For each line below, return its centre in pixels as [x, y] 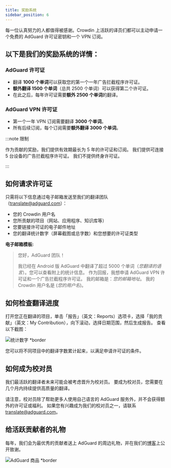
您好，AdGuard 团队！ [41, 255]
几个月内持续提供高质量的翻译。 [39, 388]
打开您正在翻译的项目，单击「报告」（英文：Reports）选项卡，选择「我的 [82, 316]
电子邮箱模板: [20, 244]
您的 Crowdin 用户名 [34, 214]
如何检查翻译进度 [32, 303]
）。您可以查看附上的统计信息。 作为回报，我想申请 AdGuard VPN [91, 272]
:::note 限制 [17, 139]
